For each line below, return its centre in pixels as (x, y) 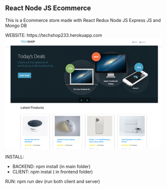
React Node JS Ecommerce (48, 8)
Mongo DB (16, 25)
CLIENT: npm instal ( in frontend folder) (52, 172)
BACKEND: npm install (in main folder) (51, 166)
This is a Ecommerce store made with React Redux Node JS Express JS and (83, 20)
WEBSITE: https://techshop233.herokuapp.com (54, 35)
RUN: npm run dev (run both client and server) (53, 181)
